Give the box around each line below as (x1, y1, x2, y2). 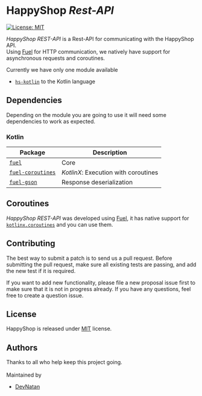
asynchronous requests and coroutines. (6, 54, 106, 61)
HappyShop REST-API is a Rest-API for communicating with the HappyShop (6, 35, 194, 42)
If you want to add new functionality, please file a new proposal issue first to (6, 278, 196, 286)
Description (92, 148, 127, 157)
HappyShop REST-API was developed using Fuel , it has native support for (6, 215, 189, 222)
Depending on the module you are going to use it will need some (6, 111, 167, 118)
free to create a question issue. (6, 292, 84, 299)
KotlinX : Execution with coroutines (61, 168, 159, 177)
